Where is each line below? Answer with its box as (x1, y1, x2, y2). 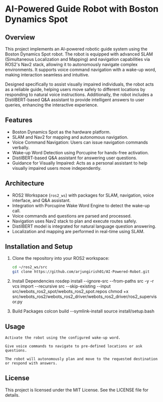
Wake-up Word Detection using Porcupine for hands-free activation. (12, 149, 149, 155)
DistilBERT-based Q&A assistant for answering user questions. (12, 155, 138, 161)
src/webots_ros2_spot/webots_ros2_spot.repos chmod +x (12, 289, 129, 294)
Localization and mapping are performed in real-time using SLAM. (12, 228, 145, 234)
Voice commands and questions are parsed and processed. (12, 213, 132, 219)
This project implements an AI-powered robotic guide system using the (5, 46, 147, 52)
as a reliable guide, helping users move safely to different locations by (5, 87, 145, 92)
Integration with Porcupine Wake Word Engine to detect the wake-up (12, 202, 150, 208)
